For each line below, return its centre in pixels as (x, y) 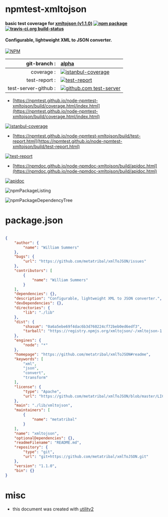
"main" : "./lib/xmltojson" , (43, 405)
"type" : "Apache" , (42, 391)
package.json (34, 220)
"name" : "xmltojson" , (36, 433)
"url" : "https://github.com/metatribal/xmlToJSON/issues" (85, 261)
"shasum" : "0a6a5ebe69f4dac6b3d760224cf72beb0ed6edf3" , (82, 326)
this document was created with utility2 (53, 509)
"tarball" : (34, 331)
